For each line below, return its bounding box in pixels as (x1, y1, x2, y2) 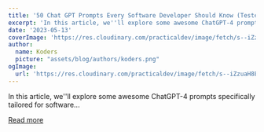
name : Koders (15, 48, 58, 56)
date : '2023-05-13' (8, 26, 72, 34)
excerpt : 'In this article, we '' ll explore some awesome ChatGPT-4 (8, 19, 234, 27)
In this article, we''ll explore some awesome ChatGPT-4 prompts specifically (8, 91, 255, 101)
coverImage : (8, 33, 47, 42)
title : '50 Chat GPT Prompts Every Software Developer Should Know (8, 11, 234, 20)
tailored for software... (8, 100, 80, 109)
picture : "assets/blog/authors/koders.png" (15, 56, 159, 64)
